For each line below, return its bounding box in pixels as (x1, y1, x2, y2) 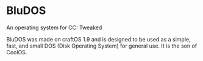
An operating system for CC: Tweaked (6, 24, 102, 31)
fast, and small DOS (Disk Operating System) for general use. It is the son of (6, 42, 198, 49)
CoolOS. (6, 48, 27, 56)
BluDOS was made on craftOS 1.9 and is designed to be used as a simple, (6, 35, 191, 43)
